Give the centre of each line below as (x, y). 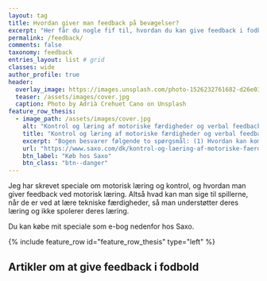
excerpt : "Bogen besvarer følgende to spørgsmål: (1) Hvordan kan (135, 141)
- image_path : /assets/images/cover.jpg (83, 119)
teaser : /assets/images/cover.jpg (72, 97)
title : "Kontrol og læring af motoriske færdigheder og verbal (130, 133)
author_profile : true (44, 75)
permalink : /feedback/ (46, 38)
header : (21, 82)
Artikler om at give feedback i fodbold (104, 267)
